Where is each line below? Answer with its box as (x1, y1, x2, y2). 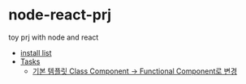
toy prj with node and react (8, 32, 99, 42)
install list (19, 48, 52, 57)
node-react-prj (8, 6, 112, 24)
